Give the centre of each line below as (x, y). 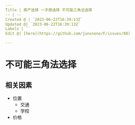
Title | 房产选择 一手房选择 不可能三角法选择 (49, 10)
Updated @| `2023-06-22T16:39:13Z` (43, 24)
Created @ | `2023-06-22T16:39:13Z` (44, 19)
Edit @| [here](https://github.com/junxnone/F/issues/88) (68, 34)
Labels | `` (18, 29)
